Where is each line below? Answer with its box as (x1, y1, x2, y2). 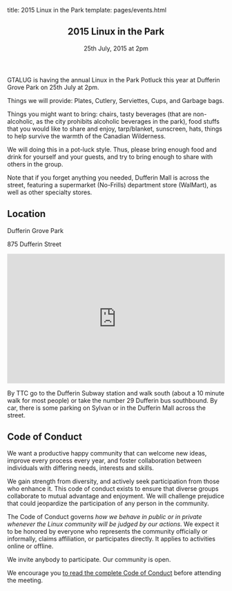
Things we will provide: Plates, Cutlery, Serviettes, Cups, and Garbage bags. (7, 96, 224, 104)
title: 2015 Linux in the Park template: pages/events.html (7, 6, 167, 14)
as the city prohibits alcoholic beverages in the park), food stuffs (36, 117, 220, 125)
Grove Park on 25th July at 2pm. (7, 83, 99, 91)
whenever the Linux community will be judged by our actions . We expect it (7, 520, 220, 528)
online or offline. (7, 542, 54, 550)
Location (7, 208, 46, 220)
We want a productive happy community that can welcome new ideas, (7, 449, 207, 458)
